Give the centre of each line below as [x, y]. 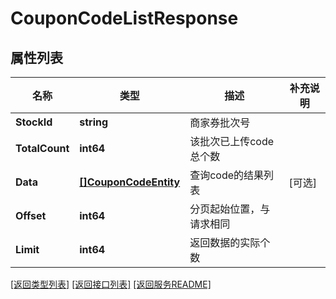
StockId [34, 122]
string [94, 122]
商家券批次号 [220, 122]
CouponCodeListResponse [124, 18]
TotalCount [42, 148]
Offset [31, 215]
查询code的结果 [227, 175]
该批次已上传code [232, 141]
